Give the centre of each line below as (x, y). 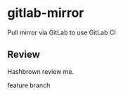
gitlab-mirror (46, 13)
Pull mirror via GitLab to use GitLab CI (61, 32)
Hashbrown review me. (41, 71)
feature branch (29, 85)
